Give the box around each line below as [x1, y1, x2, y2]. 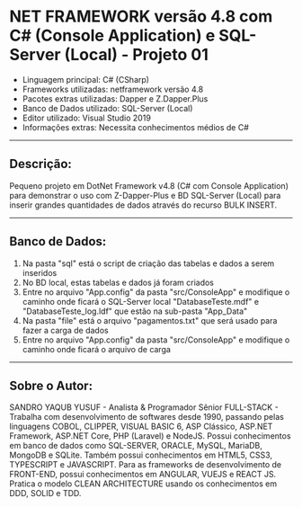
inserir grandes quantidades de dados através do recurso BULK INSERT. [9, 200, 278, 210]
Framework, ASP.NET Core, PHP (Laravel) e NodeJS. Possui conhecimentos [9, 431, 291, 441]
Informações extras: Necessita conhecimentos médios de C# [22, 121, 250, 132]
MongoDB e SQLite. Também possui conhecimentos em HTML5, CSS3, [9, 449, 272, 460]
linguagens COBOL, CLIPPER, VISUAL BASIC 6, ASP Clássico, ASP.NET [9, 421, 273, 432]
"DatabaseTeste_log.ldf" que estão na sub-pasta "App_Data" [22, 306, 248, 316]
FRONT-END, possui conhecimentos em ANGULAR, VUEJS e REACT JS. [9, 469, 277, 480]
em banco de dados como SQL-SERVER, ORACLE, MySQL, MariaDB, [9, 440, 263, 451]
